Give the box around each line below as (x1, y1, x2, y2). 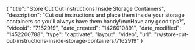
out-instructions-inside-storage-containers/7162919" (6, 37, 140, 44)
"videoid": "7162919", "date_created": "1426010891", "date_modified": (6, 24, 182, 31)
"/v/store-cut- (154, 31, 189, 38)
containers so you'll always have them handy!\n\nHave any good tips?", (6, 18, 186, 25)
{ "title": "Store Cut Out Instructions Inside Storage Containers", (6, 5, 166, 12)
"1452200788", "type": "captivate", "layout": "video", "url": (6, 31, 154, 38)
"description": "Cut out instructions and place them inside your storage (6, 11, 185, 19)
